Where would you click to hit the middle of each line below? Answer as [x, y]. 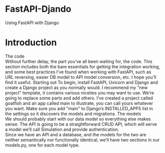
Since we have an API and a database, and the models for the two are [76, 134]
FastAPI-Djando [38, 9]
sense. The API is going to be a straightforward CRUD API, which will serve [81, 124]
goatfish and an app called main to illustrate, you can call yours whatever [79, 103]
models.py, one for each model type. [42, 145]
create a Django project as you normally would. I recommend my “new [76, 88]
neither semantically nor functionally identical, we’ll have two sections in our [82, 140]
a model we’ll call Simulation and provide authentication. [62, 129]
